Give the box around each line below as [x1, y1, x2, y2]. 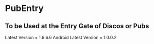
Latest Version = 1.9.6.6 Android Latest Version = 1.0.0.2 [5, 34, 117, 40]
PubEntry [5, 3, 44, 14]
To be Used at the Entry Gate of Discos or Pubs [5, 22, 149, 30]
